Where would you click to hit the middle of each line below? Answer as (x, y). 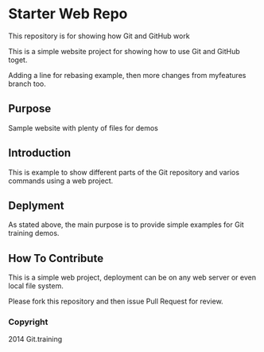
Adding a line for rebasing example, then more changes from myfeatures (127, 75)
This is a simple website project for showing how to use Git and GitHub (124, 51)
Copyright (28, 322)
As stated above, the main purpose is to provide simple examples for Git (126, 225)
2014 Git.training (35, 339)
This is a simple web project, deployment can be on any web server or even (132, 278)
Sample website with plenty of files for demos (83, 127)
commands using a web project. (61, 181)
